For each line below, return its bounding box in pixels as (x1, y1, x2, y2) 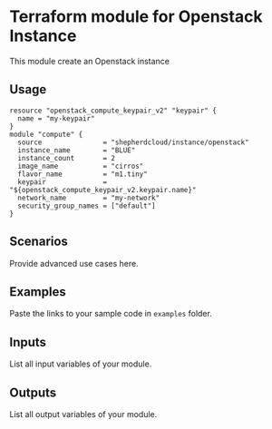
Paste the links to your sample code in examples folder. (9, 308, 213, 319)
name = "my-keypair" (17, 113, 95, 123)
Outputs (9, 385, 57, 400)
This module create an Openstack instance (9, 55, 170, 66)
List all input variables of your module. (9, 358, 152, 369)
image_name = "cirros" (17, 161, 144, 171)
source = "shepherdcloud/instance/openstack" (17, 138, 249, 147)
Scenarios (9, 234, 68, 249)
